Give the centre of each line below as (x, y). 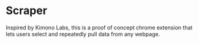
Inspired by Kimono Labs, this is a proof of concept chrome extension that (99, 28)
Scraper (26, 11)
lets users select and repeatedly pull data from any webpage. (83, 34)
